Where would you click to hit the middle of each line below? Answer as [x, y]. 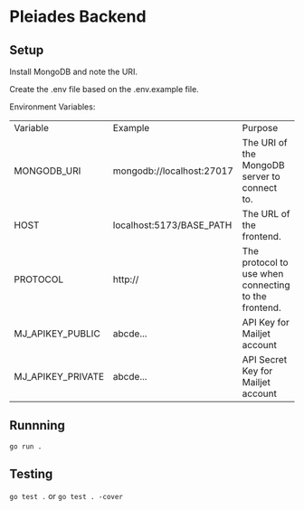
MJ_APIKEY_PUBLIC [57, 334]
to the [254, 296]
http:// [126, 279]
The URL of [266, 214]
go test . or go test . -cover [66, 496]
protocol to [265, 262]
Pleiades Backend [78, 17]
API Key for [266, 322]
